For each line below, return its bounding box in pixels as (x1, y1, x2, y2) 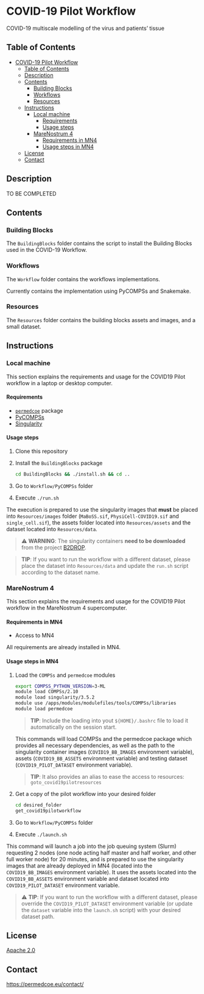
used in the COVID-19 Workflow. (6, 246, 87, 254)
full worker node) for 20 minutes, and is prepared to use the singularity (6, 855, 184, 863)
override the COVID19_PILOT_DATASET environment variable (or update (21, 900, 193, 907)
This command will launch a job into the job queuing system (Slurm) (6, 842, 177, 850)
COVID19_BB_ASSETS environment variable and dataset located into (6, 875, 169, 882)
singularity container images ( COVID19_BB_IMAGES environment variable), (15, 748, 194, 756)
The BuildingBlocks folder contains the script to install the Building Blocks (6, 240, 192, 247)
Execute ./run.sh (15, 494, 59, 501)
